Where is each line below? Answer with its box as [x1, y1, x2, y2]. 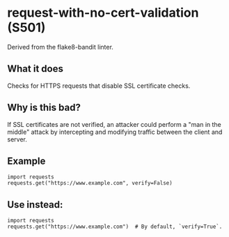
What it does [7, 63, 64, 75]
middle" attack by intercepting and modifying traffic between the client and [7, 128, 223, 136]
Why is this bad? [7, 102, 81, 114]
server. [7, 135, 28, 144]
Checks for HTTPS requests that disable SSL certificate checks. [7, 82, 191, 90]
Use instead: [7, 199, 63, 211]
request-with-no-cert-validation [7, 5, 199, 21]
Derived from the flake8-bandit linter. [7, 43, 113, 51]
